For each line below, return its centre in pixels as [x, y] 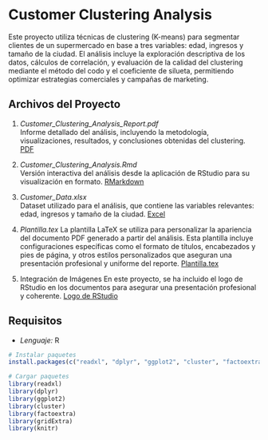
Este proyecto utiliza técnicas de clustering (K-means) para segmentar [124, 37]
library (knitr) [33, 429]
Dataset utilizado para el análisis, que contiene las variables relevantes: [137, 205]
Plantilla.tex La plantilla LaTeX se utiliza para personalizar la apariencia [136, 229]
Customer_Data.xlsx [53, 196]
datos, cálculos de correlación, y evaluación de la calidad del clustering [126, 62]
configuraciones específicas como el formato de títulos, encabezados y [138, 246]
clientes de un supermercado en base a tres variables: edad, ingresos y [126, 45]
